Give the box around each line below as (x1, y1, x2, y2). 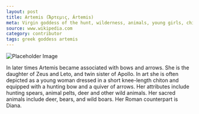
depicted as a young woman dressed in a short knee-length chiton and (6, 77, 179, 84)
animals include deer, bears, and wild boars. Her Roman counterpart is (6, 96, 178, 103)
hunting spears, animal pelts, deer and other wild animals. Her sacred (6, 90, 176, 96)
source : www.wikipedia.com (6, 25, 73, 31)
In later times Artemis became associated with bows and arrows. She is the (6, 64, 190, 71)
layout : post (6, 8, 38, 15)
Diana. (6, 102, 22, 109)
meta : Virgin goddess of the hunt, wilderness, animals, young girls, (6, 20, 184, 26)
